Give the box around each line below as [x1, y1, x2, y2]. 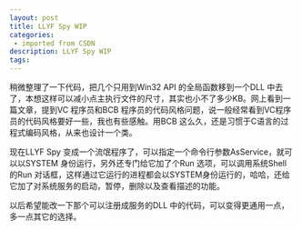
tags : [9, 55, 30, 65]
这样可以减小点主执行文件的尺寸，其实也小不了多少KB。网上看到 [40, 93, 284, 104]
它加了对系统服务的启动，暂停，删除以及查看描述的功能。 [9, 181, 225, 191]
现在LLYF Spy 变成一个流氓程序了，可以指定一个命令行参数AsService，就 [9, 146, 285, 157]
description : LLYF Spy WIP [9, 47, 112, 56]
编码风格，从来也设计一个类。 [25, 127, 137, 137]
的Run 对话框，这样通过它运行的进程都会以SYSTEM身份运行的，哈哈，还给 [9, 169, 290, 180]
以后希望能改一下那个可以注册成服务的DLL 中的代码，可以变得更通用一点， [9, 200, 289, 210]
